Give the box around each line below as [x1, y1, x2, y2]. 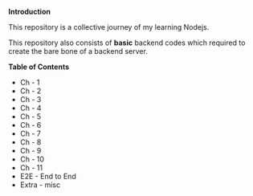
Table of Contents [8, 62, 70, 71]
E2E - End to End [19, 172, 76, 181]
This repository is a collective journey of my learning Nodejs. [8, 22, 210, 31]
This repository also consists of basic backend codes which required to [8, 38, 246, 47]
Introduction [8, 7, 51, 16]
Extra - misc [19, 180, 61, 190]
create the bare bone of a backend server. [8, 47, 149, 55]
